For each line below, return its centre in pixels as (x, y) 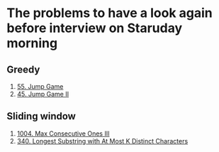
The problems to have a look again (110, 13)
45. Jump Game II (43, 94)
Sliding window (41, 116)
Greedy (23, 69)
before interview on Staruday (95, 28)
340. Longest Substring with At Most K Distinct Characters (102, 141)
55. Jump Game (40, 86)
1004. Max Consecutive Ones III (63, 134)
